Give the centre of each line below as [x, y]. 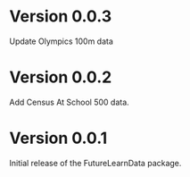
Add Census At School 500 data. [69, 102]
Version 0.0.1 [58, 138]
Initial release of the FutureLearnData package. [95, 163]
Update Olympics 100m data [62, 41]
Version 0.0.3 [61, 17]
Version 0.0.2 [61, 77]
